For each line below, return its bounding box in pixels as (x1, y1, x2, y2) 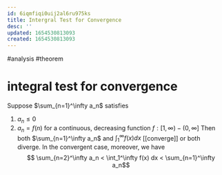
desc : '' (7, 23, 32, 30)
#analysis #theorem (7, 54, 64, 63)
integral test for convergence (7, 79, 178, 94)
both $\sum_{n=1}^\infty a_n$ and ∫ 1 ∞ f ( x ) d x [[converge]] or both (17, 132, 201, 144)
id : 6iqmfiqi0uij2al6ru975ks (7, 10, 91, 17)
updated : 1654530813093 (7, 29, 76, 37)
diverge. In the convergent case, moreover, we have (17, 143, 165, 152)
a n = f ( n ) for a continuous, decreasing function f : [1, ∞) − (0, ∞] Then (17, 123, 216, 134)
